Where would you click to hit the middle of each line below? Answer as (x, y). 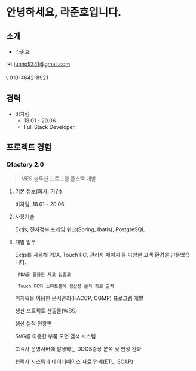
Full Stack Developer (49, 127)
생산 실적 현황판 (33, 323)
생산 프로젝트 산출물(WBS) (46, 311)
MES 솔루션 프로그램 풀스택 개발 (59, 178)
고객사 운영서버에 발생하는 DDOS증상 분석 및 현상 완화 (78, 349)
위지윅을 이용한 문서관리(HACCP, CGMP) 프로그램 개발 (79, 298)
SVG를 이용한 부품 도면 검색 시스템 (55, 336)
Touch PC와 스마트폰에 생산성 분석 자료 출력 (66, 286)
